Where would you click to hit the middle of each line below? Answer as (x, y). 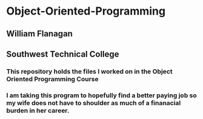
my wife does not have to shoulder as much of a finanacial (94, 103)
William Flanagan (39, 34)
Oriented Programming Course (52, 79)
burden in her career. (38, 110)
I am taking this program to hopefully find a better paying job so (101, 95)
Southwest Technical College (63, 54)
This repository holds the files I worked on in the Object (89, 71)
